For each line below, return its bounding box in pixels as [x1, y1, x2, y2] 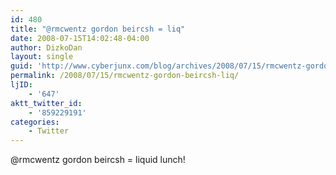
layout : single [10, 52, 74, 62]
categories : [10, 117, 60, 127]
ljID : [10, 80, 33, 90]
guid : [10, 61, 33, 71]
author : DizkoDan [10, 42, 83, 53]
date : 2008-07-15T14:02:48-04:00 [10, 33, 150, 43]
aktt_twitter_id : [10, 98, 83, 108]
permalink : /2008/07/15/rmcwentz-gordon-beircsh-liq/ [10, 71, 240, 81]
